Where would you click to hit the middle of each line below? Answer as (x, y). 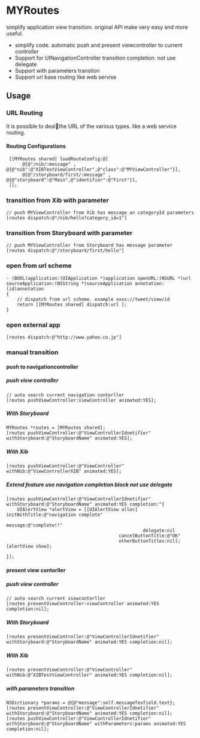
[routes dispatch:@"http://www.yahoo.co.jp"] (64, 337)
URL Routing (25, 113)
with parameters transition (40, 688)
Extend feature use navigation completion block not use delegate (90, 485)
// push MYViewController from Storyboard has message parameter (89, 246)
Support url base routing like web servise (66, 77)
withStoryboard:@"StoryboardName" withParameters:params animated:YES (96, 724)
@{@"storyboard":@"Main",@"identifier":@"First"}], (72, 180)
